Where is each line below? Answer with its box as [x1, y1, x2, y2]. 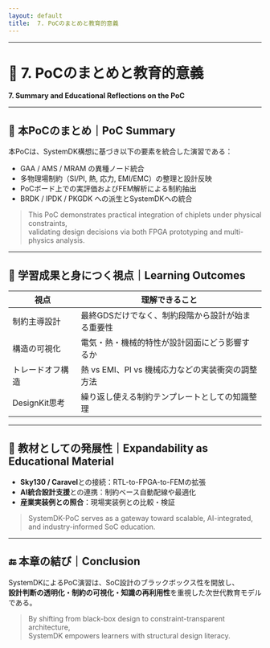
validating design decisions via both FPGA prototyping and [27, 227, 223, 237]
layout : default [8, 11, 63, 20]
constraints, [27, 219, 68, 228]
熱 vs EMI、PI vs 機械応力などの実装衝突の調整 [80, 364, 258, 375]
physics [27, 236, 55, 245]
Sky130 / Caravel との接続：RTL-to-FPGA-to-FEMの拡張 [19, 477, 207, 486]
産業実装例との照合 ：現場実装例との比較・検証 [19, 497, 175, 507]
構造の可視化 [12, 343, 62, 355]
